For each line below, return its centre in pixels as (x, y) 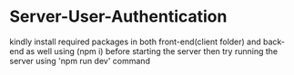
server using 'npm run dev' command (80, 61)
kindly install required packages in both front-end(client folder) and (135, 42)
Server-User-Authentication (118, 17)
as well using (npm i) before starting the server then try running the (152, 51)
